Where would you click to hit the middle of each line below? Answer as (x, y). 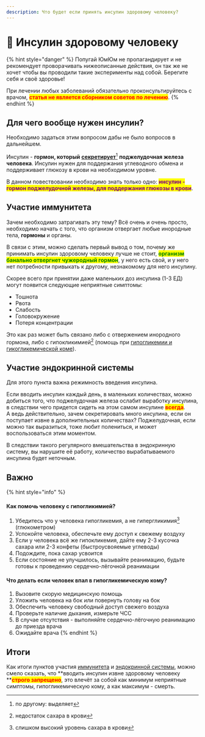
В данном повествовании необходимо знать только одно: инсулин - (96, 182)
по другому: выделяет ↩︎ (47, 704)
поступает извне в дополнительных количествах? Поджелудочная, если (101, 420)
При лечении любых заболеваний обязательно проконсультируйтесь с (99, 91)
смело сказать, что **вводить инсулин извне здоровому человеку (93, 673)
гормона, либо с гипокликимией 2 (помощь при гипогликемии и (89, 341)
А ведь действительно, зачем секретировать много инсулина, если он (99, 414)
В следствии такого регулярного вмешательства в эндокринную (91, 445)
